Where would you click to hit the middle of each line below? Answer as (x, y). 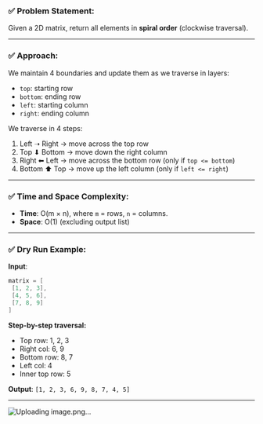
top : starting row (46, 88)
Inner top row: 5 (45, 374)
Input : (18, 267)
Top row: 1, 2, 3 (44, 340)
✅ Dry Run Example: (47, 249)
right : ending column (54, 113)
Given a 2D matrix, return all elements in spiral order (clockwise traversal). (128, 28)
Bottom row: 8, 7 (46, 357)
